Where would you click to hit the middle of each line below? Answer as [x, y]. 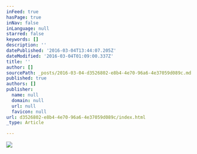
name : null [25, 95]
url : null [24, 106]
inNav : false [22, 23]
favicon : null [29, 112]
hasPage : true [24, 17]
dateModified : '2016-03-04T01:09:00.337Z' [60, 56]
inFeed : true [22, 12]
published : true [26, 78]
